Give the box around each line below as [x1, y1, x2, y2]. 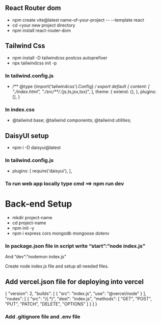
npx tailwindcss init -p [12, 60, 57, 66]
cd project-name [12, 220, 47, 226]
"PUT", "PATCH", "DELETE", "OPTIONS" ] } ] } [5, 301, 97, 307]
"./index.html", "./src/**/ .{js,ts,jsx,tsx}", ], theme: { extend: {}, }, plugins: [12, 89, 157, 94]
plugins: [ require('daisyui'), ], [12, 168, 72, 174]
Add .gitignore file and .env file [5, 313, 80, 320]
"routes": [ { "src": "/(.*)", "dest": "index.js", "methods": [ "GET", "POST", [5, 296, 152, 302]
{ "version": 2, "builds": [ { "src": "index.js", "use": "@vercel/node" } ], [5, 291, 146, 296]
